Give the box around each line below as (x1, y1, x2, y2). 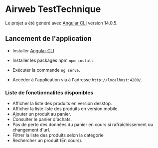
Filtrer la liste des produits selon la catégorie (12, 132, 104, 138)
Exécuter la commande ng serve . (12, 67, 81, 73)
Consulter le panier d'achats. (12, 116, 72, 123)
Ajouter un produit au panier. (12, 111, 71, 117)
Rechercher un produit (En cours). (12, 138, 83, 144)
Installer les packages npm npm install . (12, 57, 95, 63)
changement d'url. (12, 127, 51, 133)
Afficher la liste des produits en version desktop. (12, 101, 112, 107)
